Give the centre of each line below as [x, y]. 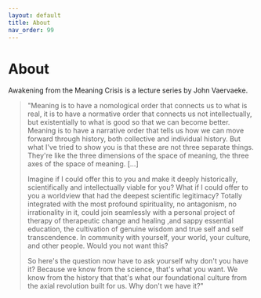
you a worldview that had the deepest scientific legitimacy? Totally [135, 196]
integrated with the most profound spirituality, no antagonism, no [132, 204]
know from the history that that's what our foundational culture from [137, 278]
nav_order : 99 [31, 30]
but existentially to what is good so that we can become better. [129, 122]
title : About [29, 23]
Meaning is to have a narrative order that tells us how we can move [136, 131]
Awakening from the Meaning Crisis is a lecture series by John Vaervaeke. [128, 90]
